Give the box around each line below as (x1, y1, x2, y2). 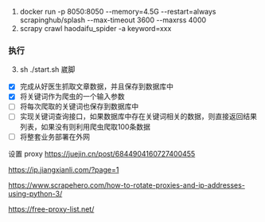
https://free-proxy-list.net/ (8, 204, 95, 214)
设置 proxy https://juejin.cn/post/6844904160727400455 (8, 149, 196, 158)
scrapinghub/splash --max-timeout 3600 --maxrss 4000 (19, 15, 207, 25)
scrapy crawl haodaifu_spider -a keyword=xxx (19, 24, 172, 33)
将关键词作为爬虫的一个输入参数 (19, 92, 125, 101)
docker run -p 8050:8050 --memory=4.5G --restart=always (19, 7, 216, 16)
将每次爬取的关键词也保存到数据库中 (19, 101, 139, 111)
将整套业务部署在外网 (19, 132, 90, 141)
